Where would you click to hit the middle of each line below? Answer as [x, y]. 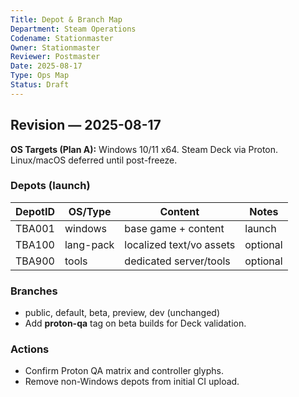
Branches [34, 291]
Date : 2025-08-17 [46, 66]
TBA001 [35, 228]
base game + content [174, 228]
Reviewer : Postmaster [55, 57]
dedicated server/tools [177, 261]
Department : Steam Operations [73, 29]
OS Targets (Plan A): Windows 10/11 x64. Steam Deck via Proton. [144, 149]
